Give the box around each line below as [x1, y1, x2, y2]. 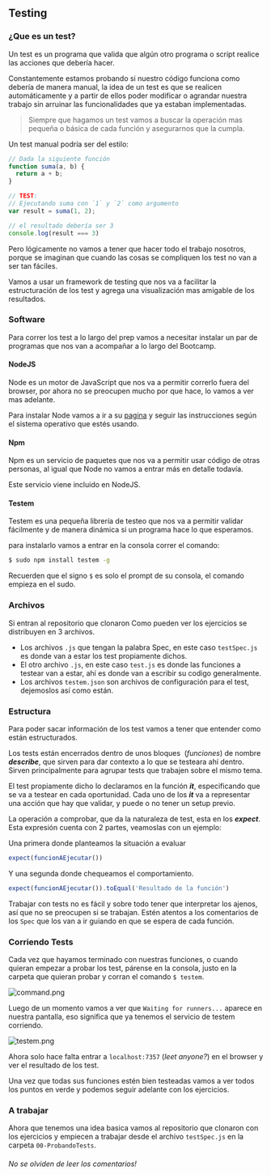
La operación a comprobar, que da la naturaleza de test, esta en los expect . [8, 813, 261, 824]
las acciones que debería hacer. [8, 57, 115, 67]
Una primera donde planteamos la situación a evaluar [8, 838, 186, 848]
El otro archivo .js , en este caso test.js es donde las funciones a [19, 660, 241, 669]
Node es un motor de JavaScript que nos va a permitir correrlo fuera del [8, 378, 249, 388]
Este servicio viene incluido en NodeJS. [8, 480, 141, 490]
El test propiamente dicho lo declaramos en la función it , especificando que [8, 781, 260, 791]
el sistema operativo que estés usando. [8, 419, 139, 429]
